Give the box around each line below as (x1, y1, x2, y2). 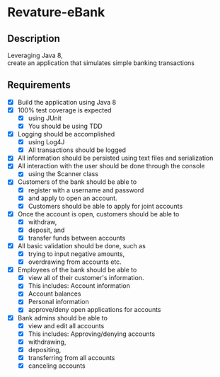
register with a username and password (28, 185, 144, 195)
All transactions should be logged (28, 146, 126, 154)
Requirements (7, 79, 71, 91)
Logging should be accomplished (17, 130, 115, 139)
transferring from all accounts (28, 353, 115, 361)
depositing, (28, 345, 62, 354)
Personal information (28, 298, 90, 306)
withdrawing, (28, 337, 66, 346)
